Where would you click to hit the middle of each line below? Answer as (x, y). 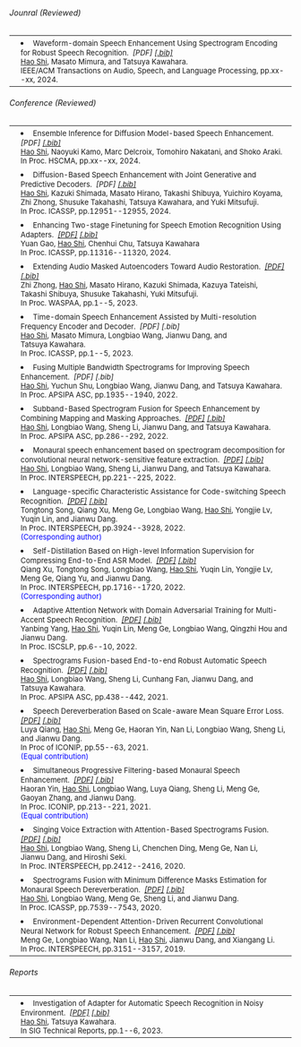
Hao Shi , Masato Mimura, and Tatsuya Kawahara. (104, 62)
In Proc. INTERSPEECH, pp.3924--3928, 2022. (103, 528)
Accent (33, 620)
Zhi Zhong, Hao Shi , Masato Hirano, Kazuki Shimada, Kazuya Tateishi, (139, 285)
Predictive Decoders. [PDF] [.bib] (79, 185)
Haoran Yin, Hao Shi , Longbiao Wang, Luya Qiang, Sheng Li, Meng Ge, (140, 789)
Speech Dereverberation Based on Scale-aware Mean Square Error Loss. (158, 711)
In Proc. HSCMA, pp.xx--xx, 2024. (81, 161)
